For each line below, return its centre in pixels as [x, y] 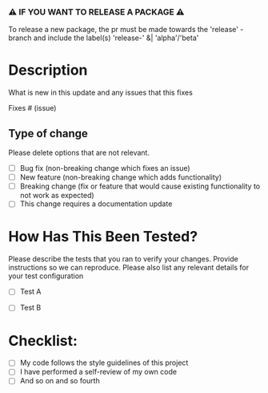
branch [20, 38]
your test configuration [46, 276]
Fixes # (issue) [32, 108]
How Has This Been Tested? [103, 237]
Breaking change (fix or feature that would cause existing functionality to [140, 186]
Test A [30, 292]
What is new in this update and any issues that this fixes [101, 93]
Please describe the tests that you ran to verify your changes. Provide [123, 259]
